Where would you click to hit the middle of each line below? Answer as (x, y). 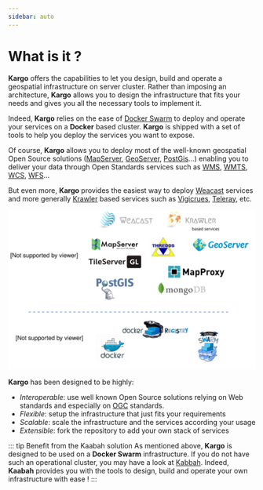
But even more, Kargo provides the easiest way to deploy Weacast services (131, 190)
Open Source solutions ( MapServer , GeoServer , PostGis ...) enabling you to (128, 158)
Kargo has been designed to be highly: (71, 382)
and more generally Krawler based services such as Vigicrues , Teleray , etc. (130, 198)
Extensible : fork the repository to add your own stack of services (124, 430)
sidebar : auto (31, 16)
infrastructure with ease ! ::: (53, 479)
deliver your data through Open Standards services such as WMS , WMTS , (128, 167)
